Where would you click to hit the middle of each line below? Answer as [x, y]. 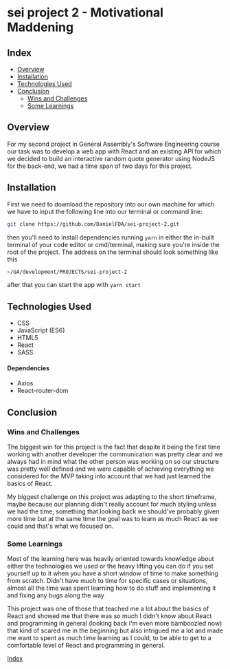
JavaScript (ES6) [41, 330]
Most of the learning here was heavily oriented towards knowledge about [111, 559]
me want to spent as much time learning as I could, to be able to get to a [109, 638]
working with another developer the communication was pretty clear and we [115, 454]
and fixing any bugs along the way [56, 595]
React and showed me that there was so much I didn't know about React [110, 616]
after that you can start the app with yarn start [74, 285]
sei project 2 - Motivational [85, 13]
